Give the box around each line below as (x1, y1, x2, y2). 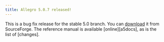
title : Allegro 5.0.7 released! (5, 7, 72, 12)
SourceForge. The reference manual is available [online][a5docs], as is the (5, 26, 157, 32)
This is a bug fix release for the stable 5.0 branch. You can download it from (5, 21, 160, 27)
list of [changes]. (5, 31, 40, 37)
